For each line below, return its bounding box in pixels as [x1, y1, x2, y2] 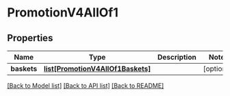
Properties [7, 32, 53, 44]
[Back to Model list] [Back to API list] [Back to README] [7, 82, 164, 90]
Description [157, 53, 196, 62]
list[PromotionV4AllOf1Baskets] [43, 64, 151, 73]
